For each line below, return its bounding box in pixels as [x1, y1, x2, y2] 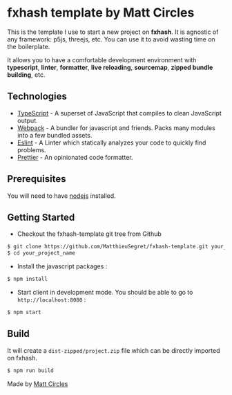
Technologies [7, 91, 68, 102]
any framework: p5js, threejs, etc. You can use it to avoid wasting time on [7, 35, 215, 43]
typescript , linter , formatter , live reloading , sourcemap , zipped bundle [7, 63, 213, 71]
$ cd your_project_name [7, 250, 76, 257]
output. [17, 116, 38, 125]
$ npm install [7, 275, 48, 283]
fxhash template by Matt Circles [7, 5, 195, 21]
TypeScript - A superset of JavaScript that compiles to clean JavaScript [17, 109, 222, 117]
